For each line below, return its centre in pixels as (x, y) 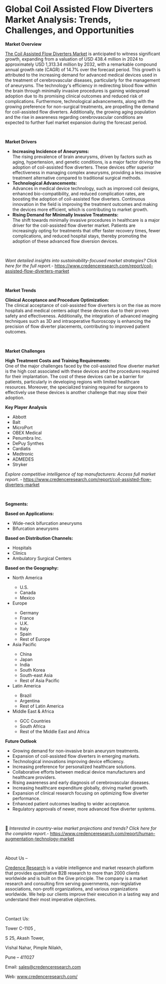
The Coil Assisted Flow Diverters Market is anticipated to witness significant (83, 54)
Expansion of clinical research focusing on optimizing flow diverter (80, 793)
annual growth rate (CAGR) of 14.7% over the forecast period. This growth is (83, 69)
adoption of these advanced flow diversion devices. (65, 241)
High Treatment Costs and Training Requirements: (58, 360)
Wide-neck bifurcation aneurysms (47, 523)
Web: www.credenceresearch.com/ (41, 977)
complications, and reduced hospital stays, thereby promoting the (80, 236)
